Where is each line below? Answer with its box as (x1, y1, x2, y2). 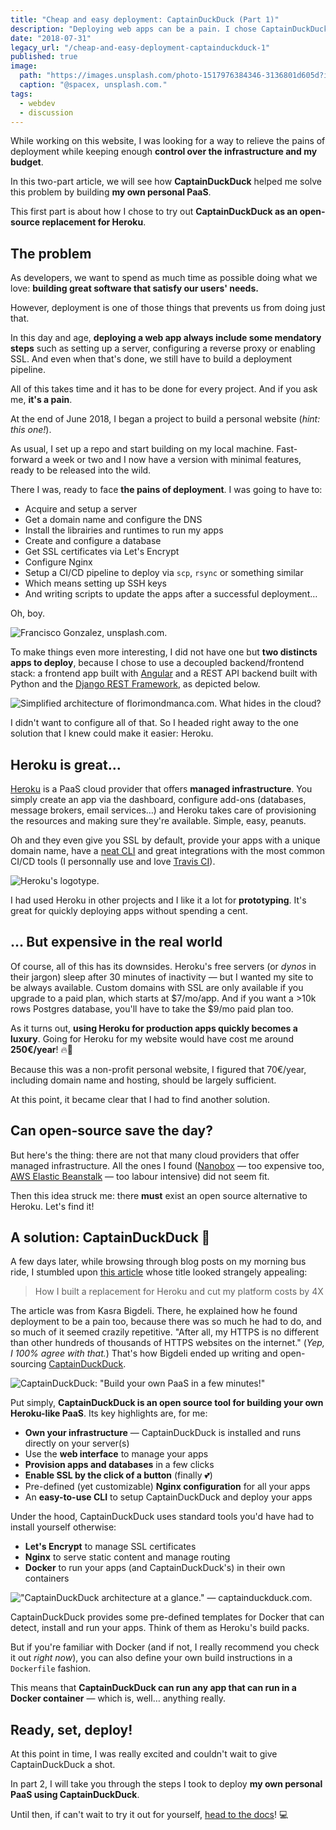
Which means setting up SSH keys (24, 577, 168, 590)
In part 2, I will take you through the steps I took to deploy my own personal (10, 1778, 323, 1790)
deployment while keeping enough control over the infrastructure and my (10, 146, 318, 158)
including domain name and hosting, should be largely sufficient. (10, 1074, 277, 1086)
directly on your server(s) (24, 1437, 130, 1450)
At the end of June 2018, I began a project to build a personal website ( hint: (10, 413, 321, 425)
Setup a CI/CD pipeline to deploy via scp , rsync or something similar (24, 567, 304, 579)
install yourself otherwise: (10, 1521, 117, 1533)
